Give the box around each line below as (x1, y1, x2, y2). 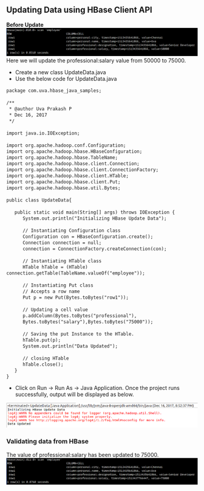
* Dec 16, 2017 (8, 112, 47, 118)
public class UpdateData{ (6, 197, 72, 203)
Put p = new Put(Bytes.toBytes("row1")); (22, 294, 129, 301)
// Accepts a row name (22, 288, 80, 294)
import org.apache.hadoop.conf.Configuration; (6, 142, 126, 148)
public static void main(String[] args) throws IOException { (14, 209, 175, 215)
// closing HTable (22, 355, 69, 361)
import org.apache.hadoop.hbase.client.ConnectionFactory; (6, 167, 159, 173)
